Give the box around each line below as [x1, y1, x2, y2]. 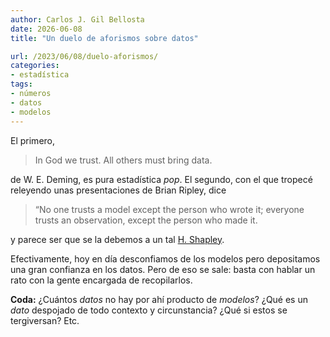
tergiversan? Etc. [10, 314, 80, 326]
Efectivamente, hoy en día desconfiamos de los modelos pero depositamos [10, 252, 321, 265]
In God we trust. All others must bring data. [34, 154, 213, 166]
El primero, [10, 134, 56, 146]
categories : [10, 61, 60, 71]
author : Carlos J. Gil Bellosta [10, 14, 145, 25]
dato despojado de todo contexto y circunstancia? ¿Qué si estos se [10, 304, 288, 316]
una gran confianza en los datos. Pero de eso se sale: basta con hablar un [10, 263, 316, 275]
